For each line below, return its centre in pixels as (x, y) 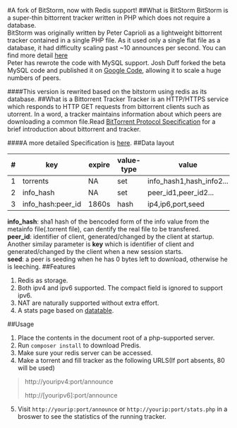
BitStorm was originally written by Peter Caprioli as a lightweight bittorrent (115, 33)
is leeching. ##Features (41, 267)
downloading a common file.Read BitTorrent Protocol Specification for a (111, 122)
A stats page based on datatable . (66, 310)
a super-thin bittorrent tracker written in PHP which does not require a (109, 18)
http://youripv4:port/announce (69, 382)
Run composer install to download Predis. (79, 345)
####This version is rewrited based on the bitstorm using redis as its (107, 92)
